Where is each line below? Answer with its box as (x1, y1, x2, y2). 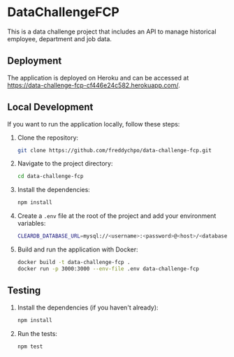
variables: (17, 219, 46, 228)
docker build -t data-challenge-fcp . (17, 259, 131, 266)
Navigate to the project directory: (17, 159, 113, 168)
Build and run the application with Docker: (17, 245, 138, 254)
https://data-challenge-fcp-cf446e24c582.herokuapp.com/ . (7, 81, 180, 89)
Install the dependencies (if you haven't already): (17, 303, 159, 312)
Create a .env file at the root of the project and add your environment (17, 212, 217, 220)
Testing (7, 284, 41, 297)
